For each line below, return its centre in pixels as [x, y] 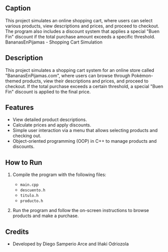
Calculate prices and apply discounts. [52, 125]
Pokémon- [142, 75]
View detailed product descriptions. [50, 120]
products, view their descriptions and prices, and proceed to [85, 81]
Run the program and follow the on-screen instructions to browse [81, 211]
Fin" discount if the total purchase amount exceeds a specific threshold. [80, 36]
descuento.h [33, 190]
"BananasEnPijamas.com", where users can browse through [68, 75]
